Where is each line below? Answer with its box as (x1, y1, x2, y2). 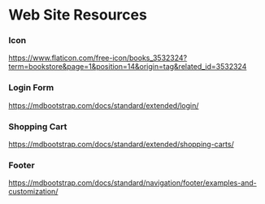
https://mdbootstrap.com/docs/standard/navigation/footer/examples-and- (8, 178, 258, 188)
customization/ (8, 187, 59, 197)
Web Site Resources (8, 6, 148, 24)
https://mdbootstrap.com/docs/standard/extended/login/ (8, 100, 199, 111)
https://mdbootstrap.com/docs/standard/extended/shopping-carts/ (8, 140, 234, 150)
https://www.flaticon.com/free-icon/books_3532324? (8, 53, 188, 63)
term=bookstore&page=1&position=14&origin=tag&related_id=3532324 (8, 62, 247, 72)
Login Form (8, 82, 54, 93)
